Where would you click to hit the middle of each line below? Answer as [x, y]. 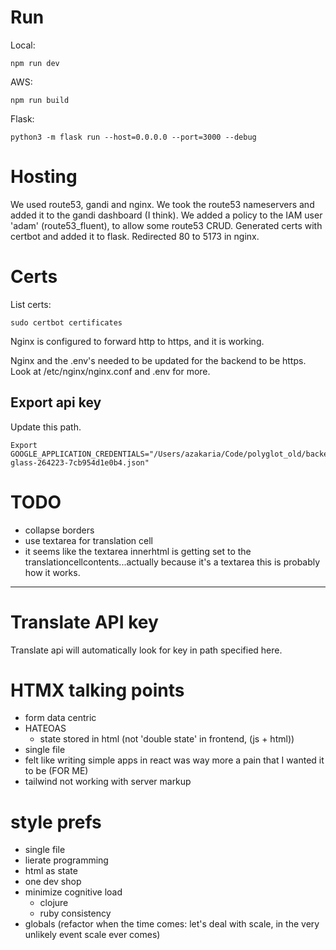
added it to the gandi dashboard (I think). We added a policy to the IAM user [166, 215]
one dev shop [53, 882]
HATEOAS [45, 728]
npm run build [40, 100]
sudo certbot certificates [66, 322]
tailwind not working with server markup [108, 782]
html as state [51, 871]
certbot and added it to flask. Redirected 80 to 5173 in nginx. [135, 236]
